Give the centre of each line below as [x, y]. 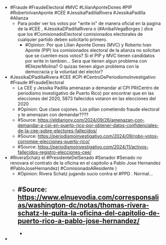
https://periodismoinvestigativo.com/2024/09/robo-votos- [98, 136]
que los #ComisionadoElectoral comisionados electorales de [80, 34]
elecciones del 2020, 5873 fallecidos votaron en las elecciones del [87, 99]
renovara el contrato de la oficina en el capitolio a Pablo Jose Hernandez [85, 163]
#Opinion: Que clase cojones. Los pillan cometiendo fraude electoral [89, 109]
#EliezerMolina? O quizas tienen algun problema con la [82, 66]
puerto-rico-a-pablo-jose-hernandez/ [78, 221]
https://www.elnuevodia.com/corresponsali [88, 197]
